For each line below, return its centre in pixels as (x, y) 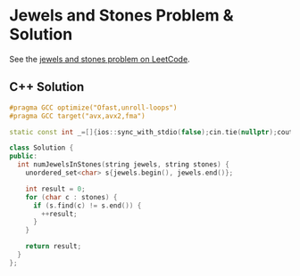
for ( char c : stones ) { (71, 197)
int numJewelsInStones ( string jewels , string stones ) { (123, 165)
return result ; (54, 247)
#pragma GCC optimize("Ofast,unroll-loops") (93, 108)
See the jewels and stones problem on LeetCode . (100, 59)
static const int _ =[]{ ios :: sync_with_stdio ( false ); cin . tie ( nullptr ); (143, 132)
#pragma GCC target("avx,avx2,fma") (77, 116)
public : (24, 157)
